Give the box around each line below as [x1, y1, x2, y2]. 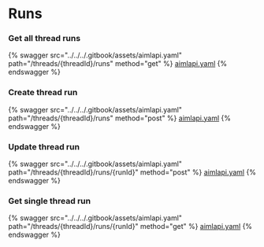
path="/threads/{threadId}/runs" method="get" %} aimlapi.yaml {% [8, 59, 227, 68]
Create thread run [8, 87, 78, 98]
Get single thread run [8, 196, 91, 206]
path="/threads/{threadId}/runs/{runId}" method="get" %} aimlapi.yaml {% [8, 222, 253, 231]
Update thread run [8, 141, 80, 152]
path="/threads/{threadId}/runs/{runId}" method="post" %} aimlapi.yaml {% [8, 168, 256, 177]
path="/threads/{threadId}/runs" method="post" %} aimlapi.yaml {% [8, 113, 231, 123]
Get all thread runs [8, 33, 81, 44]
